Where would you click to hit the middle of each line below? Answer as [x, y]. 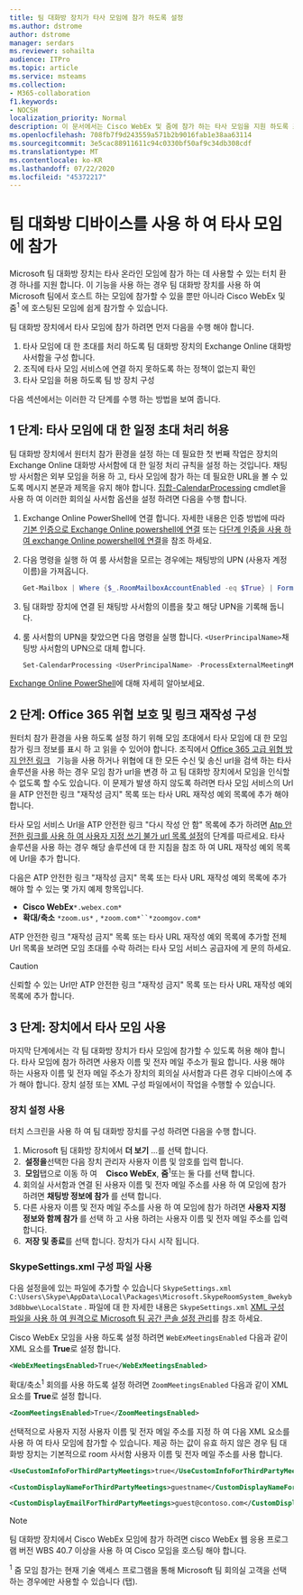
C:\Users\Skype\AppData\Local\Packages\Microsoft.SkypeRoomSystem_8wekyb [151, 1297]
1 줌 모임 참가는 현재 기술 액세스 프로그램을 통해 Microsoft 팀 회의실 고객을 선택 [148, 1569]
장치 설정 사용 [37, 1110]
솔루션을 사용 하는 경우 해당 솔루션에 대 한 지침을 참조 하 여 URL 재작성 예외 [142, 848]
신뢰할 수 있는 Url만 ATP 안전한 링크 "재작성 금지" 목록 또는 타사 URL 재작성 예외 [151, 985]
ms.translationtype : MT [54, 151]
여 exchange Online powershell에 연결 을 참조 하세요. [117, 540]
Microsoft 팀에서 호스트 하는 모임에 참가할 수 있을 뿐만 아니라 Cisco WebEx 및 [147, 296]
